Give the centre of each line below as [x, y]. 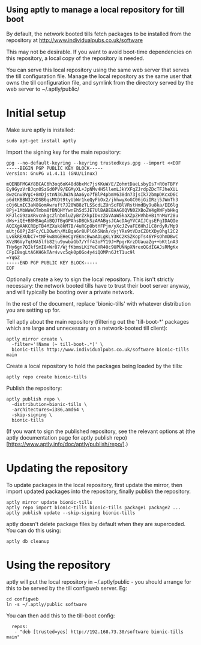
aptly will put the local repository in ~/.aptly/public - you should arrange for [99, 581]
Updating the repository [67, 468]
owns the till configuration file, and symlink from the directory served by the [100, 82]
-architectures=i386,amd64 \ [48, 410]
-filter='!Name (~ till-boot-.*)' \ [57, 344]
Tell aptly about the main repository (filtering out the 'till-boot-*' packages [98, 321]
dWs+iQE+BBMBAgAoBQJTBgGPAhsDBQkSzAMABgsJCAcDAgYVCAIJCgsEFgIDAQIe [92, 221]
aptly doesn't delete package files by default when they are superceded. [96, 524]
